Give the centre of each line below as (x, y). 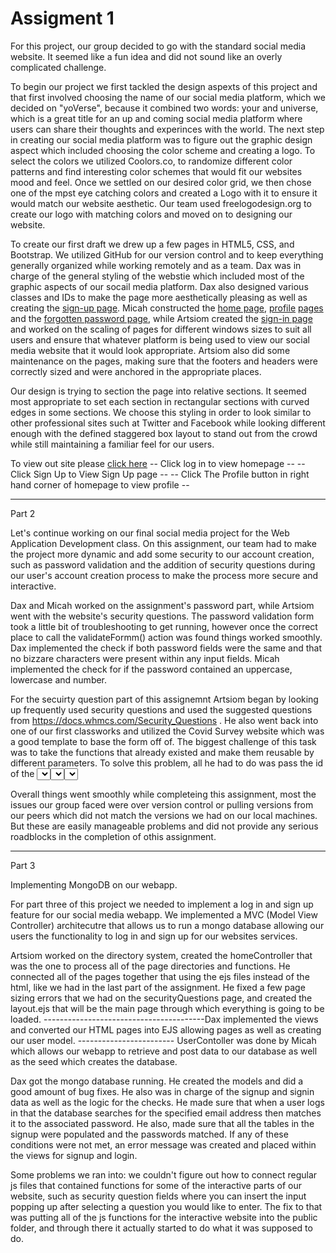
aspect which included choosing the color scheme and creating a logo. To (163, 150)
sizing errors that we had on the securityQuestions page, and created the (161, 998)
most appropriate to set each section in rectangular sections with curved (160, 401)
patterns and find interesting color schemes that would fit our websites (156, 171)
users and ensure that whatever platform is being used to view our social (160, 339)
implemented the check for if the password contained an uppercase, (151, 669)
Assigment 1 (62, 18)
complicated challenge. (58, 67)
